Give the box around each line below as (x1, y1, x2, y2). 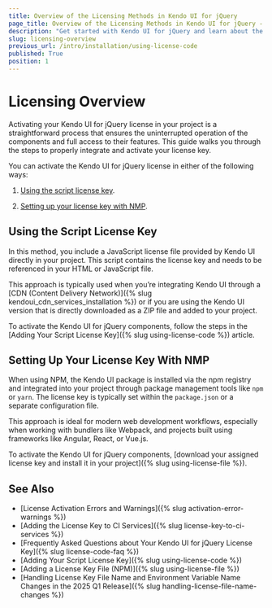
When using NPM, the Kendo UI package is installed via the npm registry (8, 375, 252, 385)
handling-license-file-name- (162, 581, 257, 591)
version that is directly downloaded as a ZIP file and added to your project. (8, 305, 258, 315)
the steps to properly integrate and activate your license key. (8, 145, 212, 155)
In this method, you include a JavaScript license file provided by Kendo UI (8, 246, 256, 256)
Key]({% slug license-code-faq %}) (19, 547, 140, 557)
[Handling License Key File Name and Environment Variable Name (19, 573, 241, 583)
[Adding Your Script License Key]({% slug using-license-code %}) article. (8, 330, 255, 339)
